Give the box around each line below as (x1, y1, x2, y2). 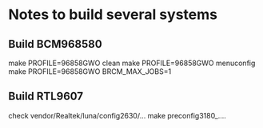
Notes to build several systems (8, 6, 218, 24)
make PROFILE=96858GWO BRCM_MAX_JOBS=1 (8, 67, 172, 76)
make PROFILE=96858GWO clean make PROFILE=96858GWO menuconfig (8, 58, 256, 68)
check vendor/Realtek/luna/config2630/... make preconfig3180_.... (8, 111, 226, 120)
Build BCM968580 (8, 37, 102, 51)
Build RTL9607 (8, 90, 84, 103)
